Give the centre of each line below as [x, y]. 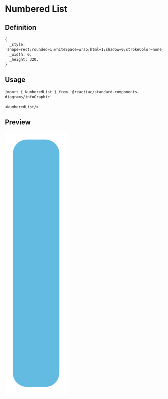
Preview [18, 123]
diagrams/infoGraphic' [29, 97]
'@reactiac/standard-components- [105, 92]
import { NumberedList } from [37, 92]
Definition [21, 28]
